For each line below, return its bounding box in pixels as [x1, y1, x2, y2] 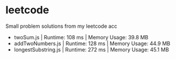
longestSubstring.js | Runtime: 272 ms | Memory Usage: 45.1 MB [13, 46, 169, 53]
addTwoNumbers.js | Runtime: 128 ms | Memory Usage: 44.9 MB [13, 40, 171, 47]
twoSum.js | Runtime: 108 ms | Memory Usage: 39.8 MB [13, 34, 149, 40]
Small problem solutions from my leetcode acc [5, 23, 118, 30]
